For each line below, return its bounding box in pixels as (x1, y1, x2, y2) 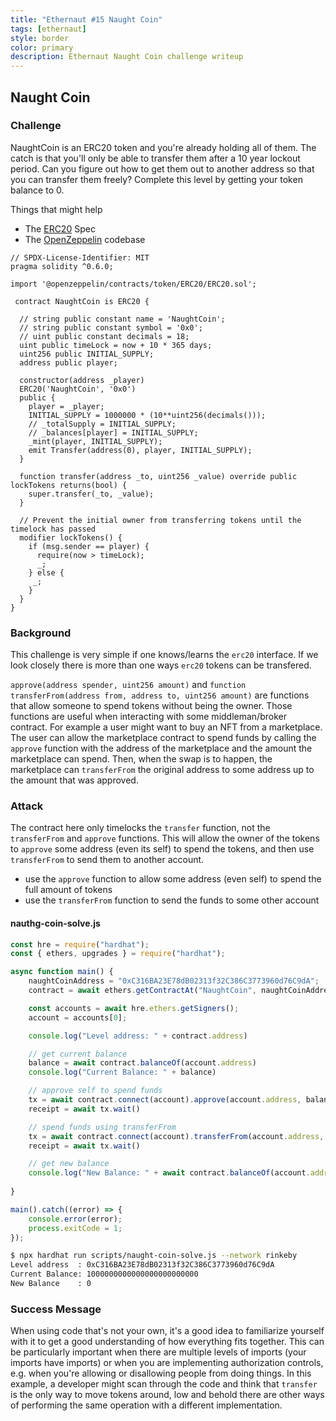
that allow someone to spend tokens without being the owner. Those (10, 700, 293, 712)
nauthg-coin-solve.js (10, 917, 101, 929)
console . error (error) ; (28, 1214, 123, 1224)
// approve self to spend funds (28, 1086, 163, 1096)
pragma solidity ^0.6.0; (10, 261, 114, 271)
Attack (10, 799, 44, 813)
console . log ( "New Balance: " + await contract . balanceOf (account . (28, 1168, 311, 1178)
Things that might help (10, 203, 103, 215)
